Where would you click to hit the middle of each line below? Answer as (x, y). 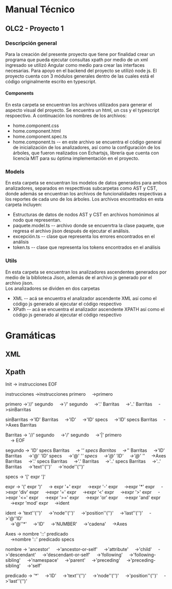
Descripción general (31, 43)
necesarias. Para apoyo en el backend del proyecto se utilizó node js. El (81, 70)
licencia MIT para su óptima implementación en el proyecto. (76, 158)
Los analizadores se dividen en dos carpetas (53, 288)
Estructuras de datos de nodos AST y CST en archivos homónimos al (86, 215)
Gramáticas (31, 335)
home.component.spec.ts (40, 137)
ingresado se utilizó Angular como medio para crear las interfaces (75, 65)
